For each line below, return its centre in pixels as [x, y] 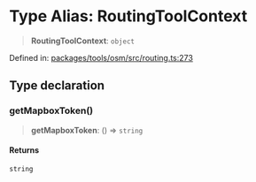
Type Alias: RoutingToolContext [128, 16]
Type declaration [57, 86]
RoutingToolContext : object [83, 41]
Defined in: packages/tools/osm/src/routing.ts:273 [101, 57]
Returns [24, 150]
